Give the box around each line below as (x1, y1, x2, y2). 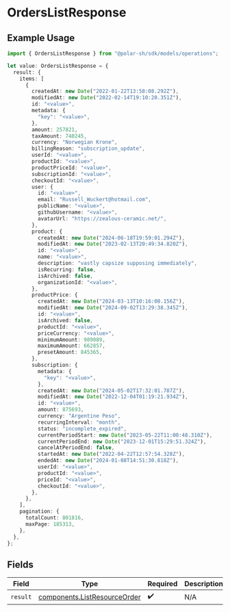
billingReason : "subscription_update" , (31, 145, 146, 152)
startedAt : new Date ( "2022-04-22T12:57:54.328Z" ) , (37, 450, 186, 458)
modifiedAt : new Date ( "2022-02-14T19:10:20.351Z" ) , (31, 94, 183, 101)
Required (147, 579, 178, 589)
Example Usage (7, 32, 75, 44)
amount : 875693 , (37, 406, 84, 413)
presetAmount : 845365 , (37, 349, 103, 356)
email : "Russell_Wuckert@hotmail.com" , (37, 196, 152, 203)
